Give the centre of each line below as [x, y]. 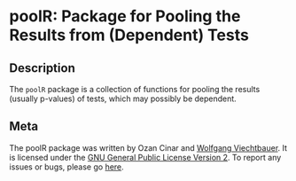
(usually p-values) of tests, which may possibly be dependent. [123, 98]
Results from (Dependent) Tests [129, 35]
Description [42, 68]
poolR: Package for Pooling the [125, 16]
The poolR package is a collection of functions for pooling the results [135, 89]
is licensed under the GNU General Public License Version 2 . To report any [145, 157]
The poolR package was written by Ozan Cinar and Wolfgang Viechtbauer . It [148, 147]
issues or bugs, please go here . [66, 167]
